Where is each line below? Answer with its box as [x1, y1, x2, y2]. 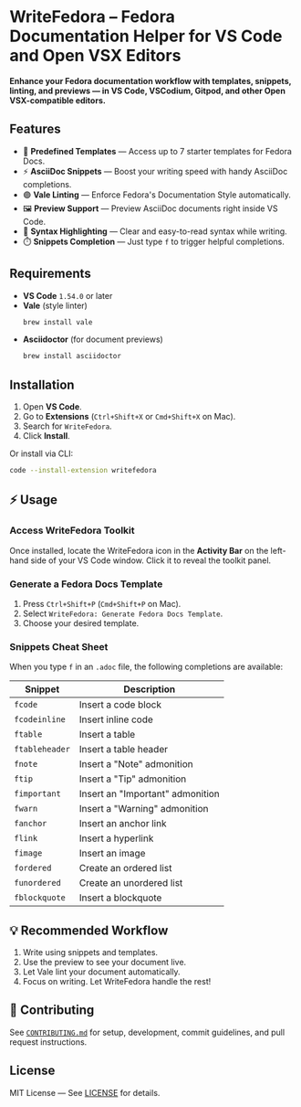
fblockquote [14, 893, 67, 903]
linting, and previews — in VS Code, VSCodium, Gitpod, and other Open [9, 85, 285, 96]
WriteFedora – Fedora [9, 6, 175, 27]
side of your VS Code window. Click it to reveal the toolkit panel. [30, 555, 272, 566]
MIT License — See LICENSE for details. [9, 1087, 161, 1098]
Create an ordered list [78, 862, 172, 875]
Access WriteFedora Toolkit [9, 524, 135, 537]
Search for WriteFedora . [22, 420, 112, 431]
